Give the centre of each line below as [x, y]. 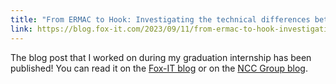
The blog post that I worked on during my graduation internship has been [161, 57]
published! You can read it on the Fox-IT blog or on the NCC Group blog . [159, 68]
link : [21, 29]
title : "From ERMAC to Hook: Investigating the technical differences [160, 19]
